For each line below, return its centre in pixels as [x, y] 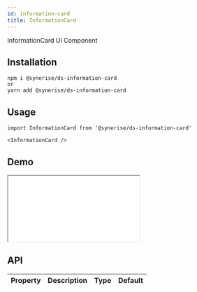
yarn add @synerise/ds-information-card [67, 91]
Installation [32, 62]
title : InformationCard [42, 20]
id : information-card [39, 14]
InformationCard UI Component [52, 40]
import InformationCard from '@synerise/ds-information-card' [100, 128]
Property [26, 280]
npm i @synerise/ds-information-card [62, 78]
